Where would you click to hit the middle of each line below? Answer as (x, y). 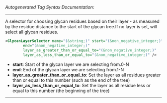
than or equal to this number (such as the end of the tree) (71, 80)
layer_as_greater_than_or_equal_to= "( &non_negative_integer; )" (90, 50)
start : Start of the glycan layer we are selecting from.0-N (71, 64)
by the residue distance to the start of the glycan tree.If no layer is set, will (81, 26)
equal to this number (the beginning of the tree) (61, 91)
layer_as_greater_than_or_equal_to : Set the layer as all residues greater (86, 75)
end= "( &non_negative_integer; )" (57, 46)
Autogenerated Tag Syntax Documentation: (50, 7)
